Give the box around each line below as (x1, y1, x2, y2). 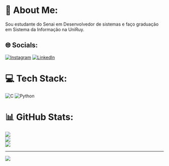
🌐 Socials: (5, 41, 38, 50)
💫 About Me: (5, 5, 58, 16)
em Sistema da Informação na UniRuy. (5, 26, 84, 32)
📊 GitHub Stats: (5, 111, 74, 122)
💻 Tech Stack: (5, 73, 67, 84)
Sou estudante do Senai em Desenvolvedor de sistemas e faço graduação (5, 21, 159, 27)
